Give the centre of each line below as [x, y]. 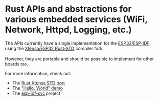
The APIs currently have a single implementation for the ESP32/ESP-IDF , [78, 43]
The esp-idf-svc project [36, 93]
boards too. [17, 64]
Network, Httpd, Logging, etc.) [68, 30]
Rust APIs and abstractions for [68, 9]
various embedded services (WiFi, [76, 19]
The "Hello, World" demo [37, 88]
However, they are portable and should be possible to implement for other [79, 59]
